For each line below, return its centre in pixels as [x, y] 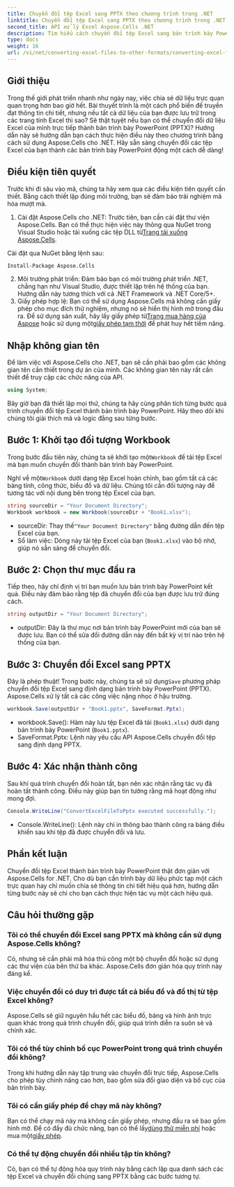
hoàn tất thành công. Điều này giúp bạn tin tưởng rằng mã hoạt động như [112, 791]
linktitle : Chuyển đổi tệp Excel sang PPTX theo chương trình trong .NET [117, 20]
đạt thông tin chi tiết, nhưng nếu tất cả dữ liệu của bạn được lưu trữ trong [111, 113]
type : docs [23, 40]
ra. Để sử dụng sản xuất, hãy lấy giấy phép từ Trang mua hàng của [112, 316]
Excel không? [31, 1000]
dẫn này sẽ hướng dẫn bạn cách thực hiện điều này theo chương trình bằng [115, 135]
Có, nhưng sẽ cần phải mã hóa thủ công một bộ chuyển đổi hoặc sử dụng [113, 959]
